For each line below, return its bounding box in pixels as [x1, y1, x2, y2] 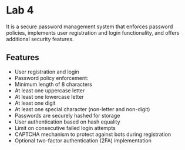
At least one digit [14, 99, 56, 106]
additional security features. [6, 35, 74, 42]
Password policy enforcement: [14, 74, 89, 81]
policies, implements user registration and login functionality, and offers [6, 29, 180, 36]
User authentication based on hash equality [14, 118, 120, 125]
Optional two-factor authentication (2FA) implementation [14, 136, 152, 144]
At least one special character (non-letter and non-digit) [14, 105, 150, 112]
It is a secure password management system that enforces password [6, 23, 173, 30]
